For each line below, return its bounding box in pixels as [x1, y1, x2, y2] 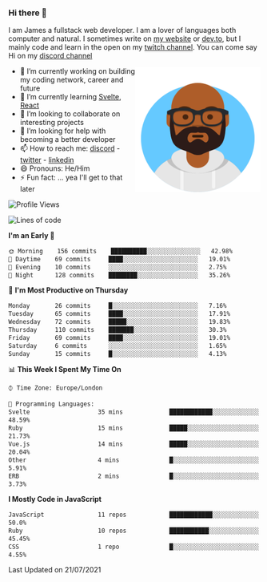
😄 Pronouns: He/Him [19, 164, 90, 173]
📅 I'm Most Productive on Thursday [8, 285, 129, 295]
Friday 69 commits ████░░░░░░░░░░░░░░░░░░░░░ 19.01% [8, 334, 230, 342]
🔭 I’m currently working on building [19, 67, 136, 76]
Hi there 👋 [8, 7, 48, 18]
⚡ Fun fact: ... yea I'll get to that [19, 172, 123, 183]
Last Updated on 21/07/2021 [8, 565, 102, 575]
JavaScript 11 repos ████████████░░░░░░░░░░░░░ [8, 511, 260, 519]
